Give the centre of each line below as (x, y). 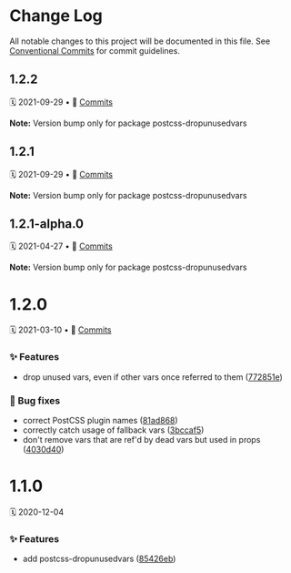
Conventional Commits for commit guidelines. (95, 50)
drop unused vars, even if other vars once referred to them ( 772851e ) (153, 377)
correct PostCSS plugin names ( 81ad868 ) (100, 420)
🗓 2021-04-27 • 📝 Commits (61, 246)
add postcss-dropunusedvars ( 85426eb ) (99, 559)
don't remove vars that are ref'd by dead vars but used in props (141, 439)
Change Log (56, 16)
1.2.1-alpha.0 (47, 224)
